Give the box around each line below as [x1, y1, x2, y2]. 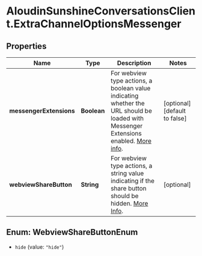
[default [163, 107, 186, 115]
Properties [6, 41, 47, 51]
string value [110, 169, 144, 177]
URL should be [110, 107, 152, 115]
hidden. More [110, 199, 148, 207]
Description [117, 59, 151, 67]
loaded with [110, 114, 144, 122]
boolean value [110, 84, 151, 92]
